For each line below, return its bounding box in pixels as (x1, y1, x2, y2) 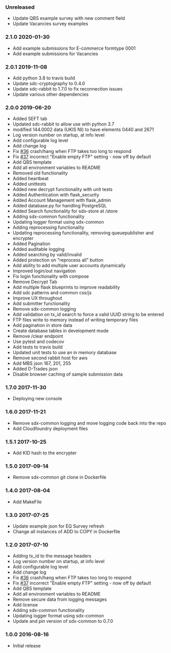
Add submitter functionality (12, 300, 70, 307)
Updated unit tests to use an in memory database (12, 350, 117, 356)
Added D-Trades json (12, 366, 58, 372)
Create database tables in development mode (12, 328, 109, 334)
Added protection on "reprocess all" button (12, 257, 104, 263)
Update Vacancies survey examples (12, 20, 88, 27)
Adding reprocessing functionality (12, 224, 84, 231)
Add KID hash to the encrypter (12, 450, 77, 456)
